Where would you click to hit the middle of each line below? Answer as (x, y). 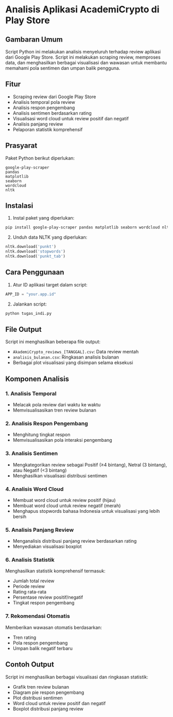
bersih (20, 516)
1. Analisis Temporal (31, 393)
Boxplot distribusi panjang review (48, 709)
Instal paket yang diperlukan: (44, 218)
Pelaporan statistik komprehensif (48, 129)
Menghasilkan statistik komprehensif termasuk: (55, 571)
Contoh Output (30, 665)
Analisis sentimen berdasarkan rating (52, 113)
